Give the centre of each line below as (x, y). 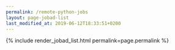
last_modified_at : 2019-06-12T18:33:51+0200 (63, 23)
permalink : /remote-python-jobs (47, 12)
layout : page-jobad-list (37, 18)
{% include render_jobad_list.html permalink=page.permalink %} (87, 41)
